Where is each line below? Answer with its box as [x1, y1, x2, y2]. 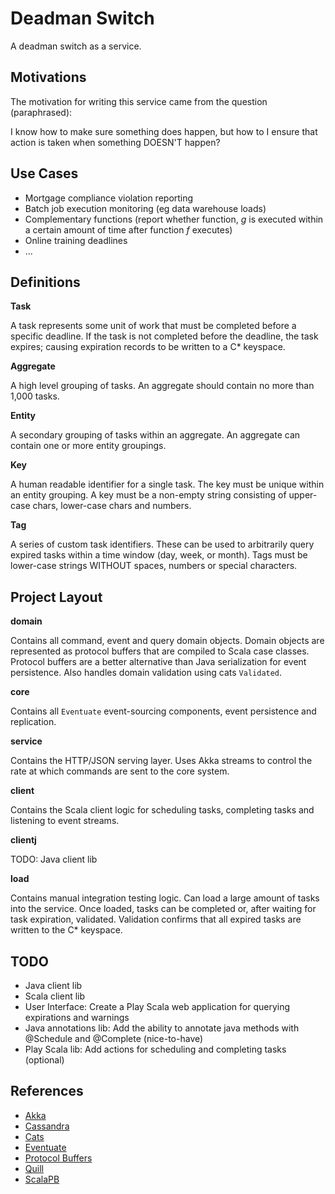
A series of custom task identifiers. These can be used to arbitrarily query [10, 538, 315, 551]
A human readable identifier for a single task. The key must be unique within [10, 478, 325, 491]
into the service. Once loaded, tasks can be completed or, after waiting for [10, 903, 317, 915]
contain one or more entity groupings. [10, 440, 167, 452]
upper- [288, 489, 318, 501]
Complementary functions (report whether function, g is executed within [24, 213, 324, 225]
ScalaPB [24, 1173, 60, 1185]
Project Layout [10, 588, 103, 606]
